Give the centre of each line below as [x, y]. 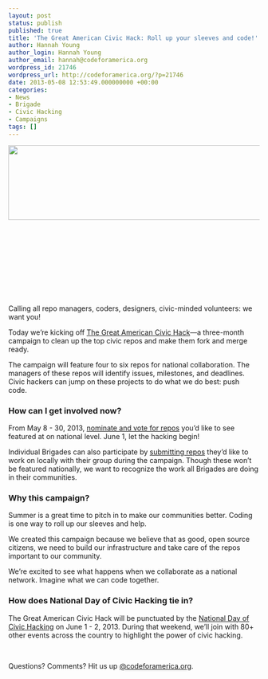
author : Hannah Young [44, 45]
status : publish [35, 23]
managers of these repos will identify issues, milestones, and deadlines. [126, 373]
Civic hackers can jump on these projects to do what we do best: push [124, 381]
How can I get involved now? [65, 410]
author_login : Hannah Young [55, 53]
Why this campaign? [49, 497]
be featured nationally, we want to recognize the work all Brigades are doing [134, 469]
